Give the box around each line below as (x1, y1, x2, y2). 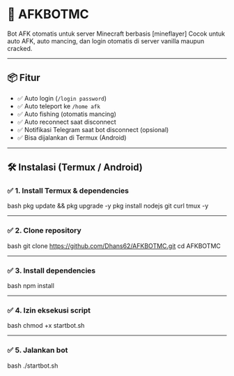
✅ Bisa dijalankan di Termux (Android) (17, 133, 127, 142)
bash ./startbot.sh (7, 361, 58, 370)
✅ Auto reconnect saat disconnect (17, 117, 116, 126)
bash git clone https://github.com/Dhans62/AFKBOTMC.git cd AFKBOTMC (7, 241, 221, 250)
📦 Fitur (7, 72, 40, 84)
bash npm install (7, 282, 54, 290)
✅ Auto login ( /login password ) (17, 94, 107, 102)
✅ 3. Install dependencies (7, 266, 96, 275)
